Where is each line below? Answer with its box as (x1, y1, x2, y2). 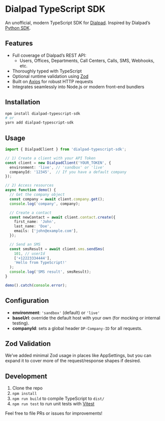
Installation (5, 98, 40, 106)
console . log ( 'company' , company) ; (9, 201, 80, 206)
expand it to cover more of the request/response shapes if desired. (5, 358, 141, 364)
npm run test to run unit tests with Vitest (12, 401, 95, 407)
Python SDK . (5, 25, 31, 31)
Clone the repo (12, 385, 43, 391)
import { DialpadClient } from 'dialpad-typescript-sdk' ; (5, 147, 127, 152)
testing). (12, 320, 30, 326)
